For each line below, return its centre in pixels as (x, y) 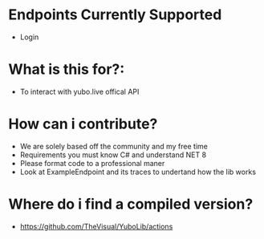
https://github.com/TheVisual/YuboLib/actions (96, 226)
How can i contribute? (83, 124)
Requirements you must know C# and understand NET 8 (113, 155)
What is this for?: (67, 69)
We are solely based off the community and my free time (114, 146)
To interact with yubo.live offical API (79, 91)
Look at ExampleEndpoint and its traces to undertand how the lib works (138, 172)
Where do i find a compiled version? (131, 204)
